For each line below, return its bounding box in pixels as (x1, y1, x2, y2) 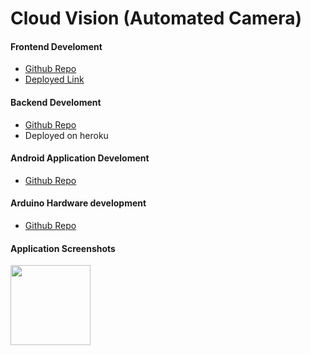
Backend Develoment (10, 96, 102, 108)
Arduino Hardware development (10, 197, 147, 209)
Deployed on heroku (24, 129, 109, 141)
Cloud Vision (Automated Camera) (10, 7, 303, 30)
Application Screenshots (10, 242, 116, 254)
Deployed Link (24, 73, 85, 86)
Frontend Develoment (10, 40, 103, 52)
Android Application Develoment (10, 152, 150, 164)
